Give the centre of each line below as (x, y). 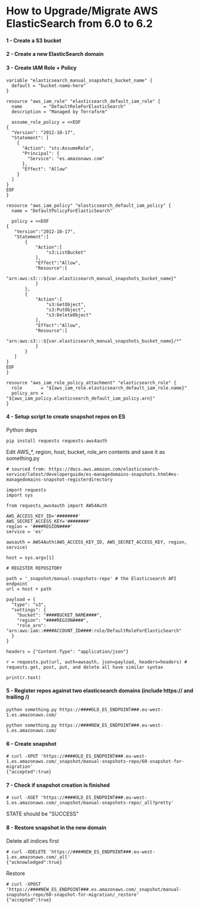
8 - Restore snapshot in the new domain (56, 827)
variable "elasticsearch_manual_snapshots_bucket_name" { (79, 80)
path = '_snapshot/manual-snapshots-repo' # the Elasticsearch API (91, 578)
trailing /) (18, 697)
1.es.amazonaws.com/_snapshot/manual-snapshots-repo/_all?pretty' (90, 803)
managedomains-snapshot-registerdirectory (59, 480)
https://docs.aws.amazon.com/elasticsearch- (105, 469)
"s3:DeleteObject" (69, 315)
